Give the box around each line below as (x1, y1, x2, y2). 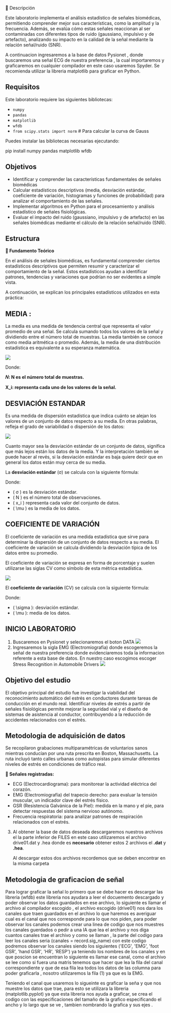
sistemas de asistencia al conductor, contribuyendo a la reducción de (5, 711, 152, 717)
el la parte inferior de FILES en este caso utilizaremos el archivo (12, 834, 147, 840)
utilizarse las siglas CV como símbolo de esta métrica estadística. (5, 565, 143, 571)
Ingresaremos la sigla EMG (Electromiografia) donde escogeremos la (12, 644, 158, 650)
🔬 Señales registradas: (5, 771, 55, 777)
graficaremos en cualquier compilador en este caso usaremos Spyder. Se (5, 63, 160, 68)
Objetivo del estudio (5, 676, 71, 685)
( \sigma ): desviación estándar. (12, 604, 79, 610)
